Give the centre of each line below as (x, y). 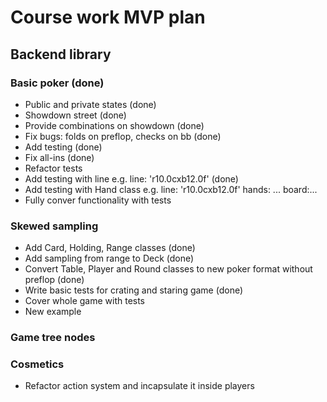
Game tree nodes (53, 338)
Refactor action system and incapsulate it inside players (139, 386)
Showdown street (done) (75, 115)
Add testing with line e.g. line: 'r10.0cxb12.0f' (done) (131, 178)
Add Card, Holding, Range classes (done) (110, 248)
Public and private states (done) (90, 104)
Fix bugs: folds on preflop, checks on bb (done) (123, 136)
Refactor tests (53, 168)
